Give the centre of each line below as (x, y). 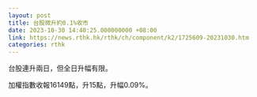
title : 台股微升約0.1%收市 (48, 23)
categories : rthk (37, 45)
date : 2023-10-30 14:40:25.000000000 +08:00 (83, 30)
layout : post (30, 15)
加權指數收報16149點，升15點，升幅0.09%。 (80, 85)
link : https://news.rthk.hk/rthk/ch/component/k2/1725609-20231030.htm (128, 37)
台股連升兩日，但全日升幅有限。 (60, 69)
